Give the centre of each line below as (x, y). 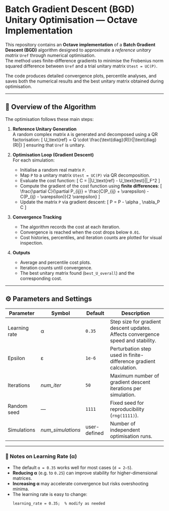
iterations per (126, 388)
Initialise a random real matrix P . (53, 170)
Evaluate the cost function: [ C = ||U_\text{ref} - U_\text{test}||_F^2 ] (90, 180)
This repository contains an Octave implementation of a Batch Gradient (80, 44)
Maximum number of (135, 376)
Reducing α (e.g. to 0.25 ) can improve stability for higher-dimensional (85, 473)
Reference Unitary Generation (45, 129)
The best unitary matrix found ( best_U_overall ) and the (77, 273)
